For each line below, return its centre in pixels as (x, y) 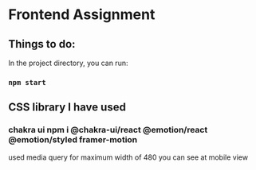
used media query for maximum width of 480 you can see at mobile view (128, 157)
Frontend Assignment (82, 15)
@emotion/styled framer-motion (73, 140)
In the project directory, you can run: (68, 63)
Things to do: (42, 44)
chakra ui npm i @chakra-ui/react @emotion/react (108, 130)
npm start (27, 82)
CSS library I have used (67, 108)
